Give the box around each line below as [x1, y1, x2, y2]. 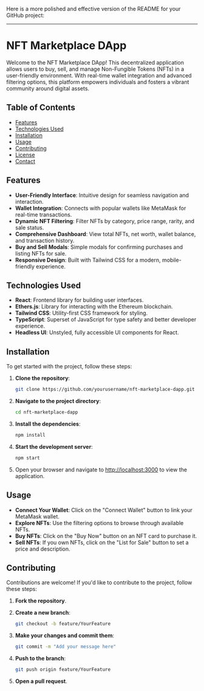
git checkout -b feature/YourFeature [15, 621, 111, 627]
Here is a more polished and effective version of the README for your [6, 5, 181, 12]
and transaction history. [15, 237, 75, 244]
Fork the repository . [15, 597, 67, 604]
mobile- [161, 256, 182, 263]
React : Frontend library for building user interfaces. [15, 296, 144, 304]
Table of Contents [6, 102, 76, 113]
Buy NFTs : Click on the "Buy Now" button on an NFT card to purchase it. [15, 532, 197, 539]
